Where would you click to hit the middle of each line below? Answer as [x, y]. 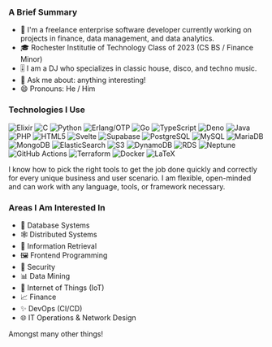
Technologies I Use [47, 110]
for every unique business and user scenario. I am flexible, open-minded [130, 178]
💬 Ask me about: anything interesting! [83, 80]
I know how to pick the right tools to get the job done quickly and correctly [133, 169]
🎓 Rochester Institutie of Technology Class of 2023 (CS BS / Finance [137, 48]
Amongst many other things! [56, 334]
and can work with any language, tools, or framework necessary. [117, 186]
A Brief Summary [43, 12]
